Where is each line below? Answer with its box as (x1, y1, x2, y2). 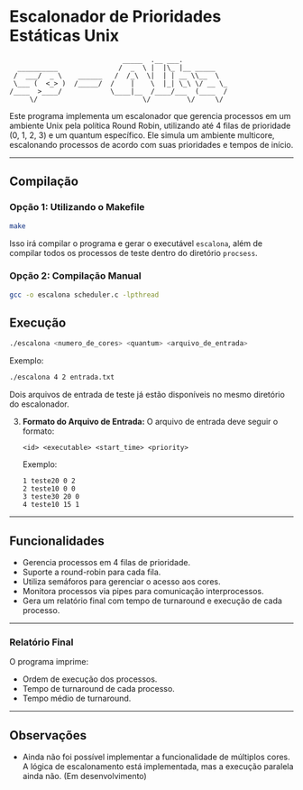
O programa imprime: (9, 657, 88, 667)
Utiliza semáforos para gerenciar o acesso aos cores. (22, 576, 221, 587)
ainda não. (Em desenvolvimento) (22, 771, 147, 782)
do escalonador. (9, 399, 69, 409)
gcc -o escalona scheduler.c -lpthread (9, 290, 160, 299)
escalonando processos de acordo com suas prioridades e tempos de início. (9, 139, 294, 150)
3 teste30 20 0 (22, 492, 80, 501)
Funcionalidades (9, 533, 106, 548)
